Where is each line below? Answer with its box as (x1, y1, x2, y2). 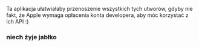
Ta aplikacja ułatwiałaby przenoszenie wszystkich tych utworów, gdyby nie (6, 5, 193, 12)
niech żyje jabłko (6, 33, 57, 41)
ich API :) (6, 18, 29, 25)
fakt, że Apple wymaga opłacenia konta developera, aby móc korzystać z (6, 11, 189, 19)
